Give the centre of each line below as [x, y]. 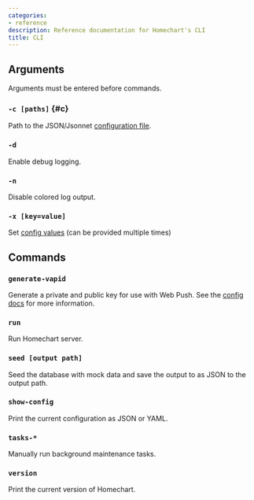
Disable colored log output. [52, 197]
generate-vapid [37, 279]
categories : [28, 15]
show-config [31, 402]
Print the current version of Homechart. [72, 490]
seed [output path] [45, 358]
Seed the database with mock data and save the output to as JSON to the [127, 374]
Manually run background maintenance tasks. [82, 454]
